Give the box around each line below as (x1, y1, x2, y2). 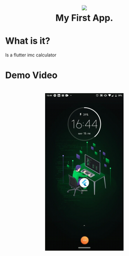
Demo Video (5, 70, 58, 81)
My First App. (55, 12, 113, 24)
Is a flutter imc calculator (5, 52, 57, 58)
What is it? (5, 35, 51, 47)
